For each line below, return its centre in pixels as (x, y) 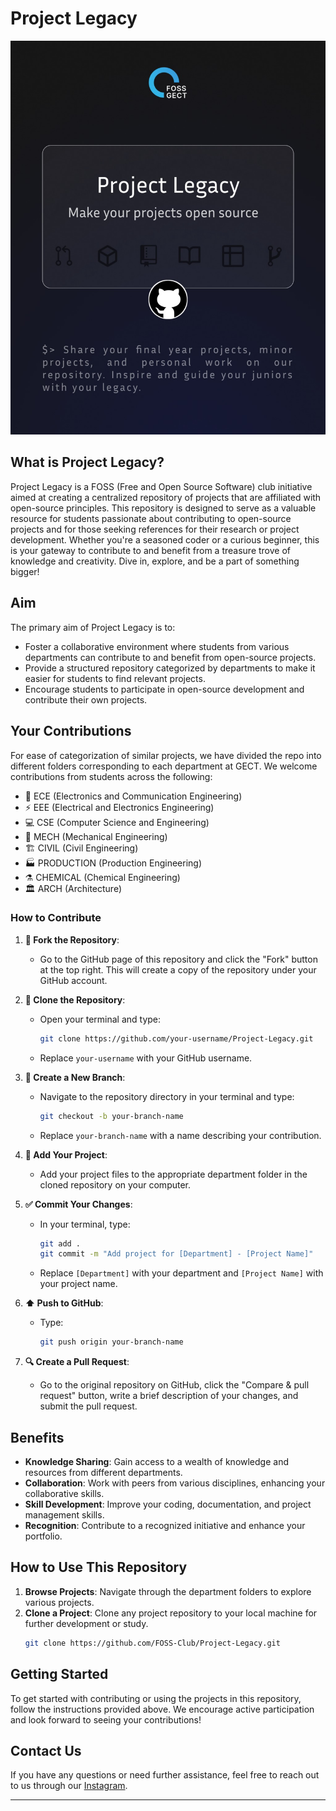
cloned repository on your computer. (115, 1184)
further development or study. (86, 1623)
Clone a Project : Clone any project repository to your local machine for (171, 1613)
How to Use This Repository (99, 1567)
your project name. (78, 1284)
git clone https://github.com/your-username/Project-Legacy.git (176, 1038)
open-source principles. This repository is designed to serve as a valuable (163, 508)
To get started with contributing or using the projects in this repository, (156, 1698)
